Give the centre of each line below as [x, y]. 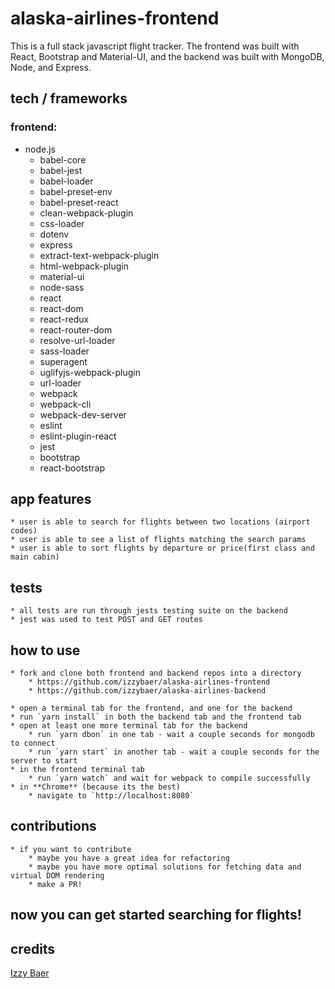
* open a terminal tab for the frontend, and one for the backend [151, 708]
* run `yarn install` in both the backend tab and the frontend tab [156, 717]
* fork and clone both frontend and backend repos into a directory [156, 673]
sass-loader [64, 351]
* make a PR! [55, 884]
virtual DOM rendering [57, 875]
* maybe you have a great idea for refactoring [129, 858]
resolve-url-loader [77, 340]
